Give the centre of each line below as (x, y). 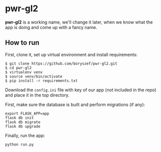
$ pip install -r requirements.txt (41, 81)
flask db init (20, 118)
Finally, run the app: (25, 135)
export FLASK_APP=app (27, 113)
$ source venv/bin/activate (34, 76)
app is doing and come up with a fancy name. (51, 27)
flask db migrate (23, 122)
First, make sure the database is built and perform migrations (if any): (75, 104)
